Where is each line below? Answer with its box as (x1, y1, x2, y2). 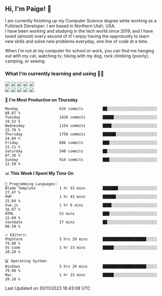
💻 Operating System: (5, 259, 49, 263)
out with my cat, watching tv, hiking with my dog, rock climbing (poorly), (5, 53, 149, 59)
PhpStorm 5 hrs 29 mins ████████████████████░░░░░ (5, 237, 158, 242)
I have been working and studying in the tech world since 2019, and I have (5, 28, 153, 34)
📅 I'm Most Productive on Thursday (5, 97, 78, 103)
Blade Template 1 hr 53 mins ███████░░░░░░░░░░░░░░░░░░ (5, 186, 158, 191)
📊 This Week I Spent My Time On (5, 170, 74, 176)
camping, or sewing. (5, 58, 46, 64)
